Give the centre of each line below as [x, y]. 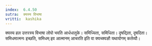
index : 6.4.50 [21, 10]
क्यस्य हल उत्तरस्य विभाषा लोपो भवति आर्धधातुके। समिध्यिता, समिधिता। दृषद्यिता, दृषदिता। [76, 33]
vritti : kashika [23, 19]
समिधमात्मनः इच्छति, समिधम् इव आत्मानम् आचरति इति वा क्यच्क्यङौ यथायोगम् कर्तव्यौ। [73, 39]
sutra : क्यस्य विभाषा [23, 14]
